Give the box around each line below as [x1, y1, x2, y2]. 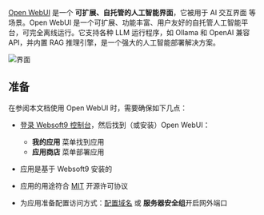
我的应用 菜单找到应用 [31, 137, 105, 146]
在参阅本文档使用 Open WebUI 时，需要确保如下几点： [8, 103, 188, 113]
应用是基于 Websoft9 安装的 [19, 164, 113, 173]
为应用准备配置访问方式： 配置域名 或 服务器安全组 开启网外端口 [19, 197, 228, 207]
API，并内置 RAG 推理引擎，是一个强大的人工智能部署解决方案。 [8, 38, 220, 47]
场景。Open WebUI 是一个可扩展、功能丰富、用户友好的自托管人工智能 [8, 18, 242, 27]
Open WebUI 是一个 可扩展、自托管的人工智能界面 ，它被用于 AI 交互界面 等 [8, 8, 256, 17]
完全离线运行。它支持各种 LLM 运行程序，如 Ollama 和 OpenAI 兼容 [29, 28, 250, 37]
